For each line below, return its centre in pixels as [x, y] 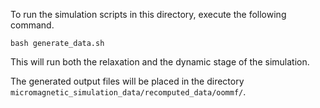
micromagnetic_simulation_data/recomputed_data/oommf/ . [128, 92]
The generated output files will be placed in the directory [127, 81]
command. [32, 25]
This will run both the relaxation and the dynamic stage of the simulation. [160, 62]
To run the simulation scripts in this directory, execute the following [148, 14]
